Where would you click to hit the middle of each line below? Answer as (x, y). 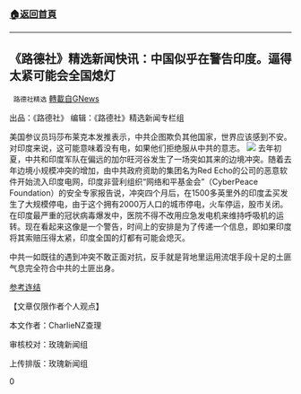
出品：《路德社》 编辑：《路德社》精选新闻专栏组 (97, 118)
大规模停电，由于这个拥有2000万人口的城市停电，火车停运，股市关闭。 (156, 205)
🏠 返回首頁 (33, 13)
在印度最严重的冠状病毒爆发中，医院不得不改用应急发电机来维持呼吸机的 (142, 215)
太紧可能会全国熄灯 (62, 75)
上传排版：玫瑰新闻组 (48, 363)
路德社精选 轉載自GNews (56, 99)
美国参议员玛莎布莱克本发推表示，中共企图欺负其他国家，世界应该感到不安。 (150, 137)
